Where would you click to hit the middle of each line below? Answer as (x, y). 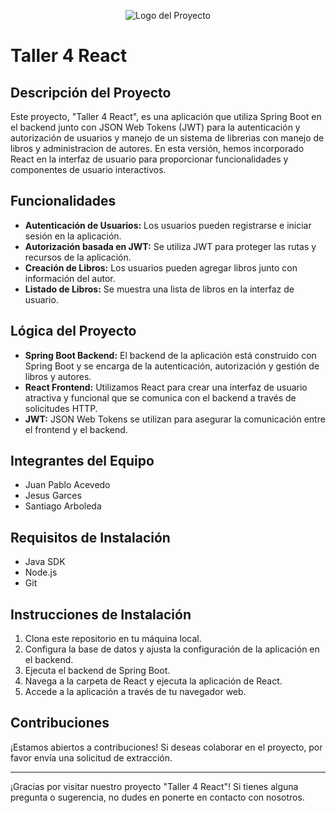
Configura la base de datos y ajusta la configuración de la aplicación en (172, 649)
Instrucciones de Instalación (101, 614)
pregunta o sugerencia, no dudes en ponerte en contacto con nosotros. (157, 797)
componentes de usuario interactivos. (88, 169)
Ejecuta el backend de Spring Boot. (97, 671)
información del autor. (70, 278)
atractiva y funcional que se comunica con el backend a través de (160, 397)
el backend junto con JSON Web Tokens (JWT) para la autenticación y (155, 127)
